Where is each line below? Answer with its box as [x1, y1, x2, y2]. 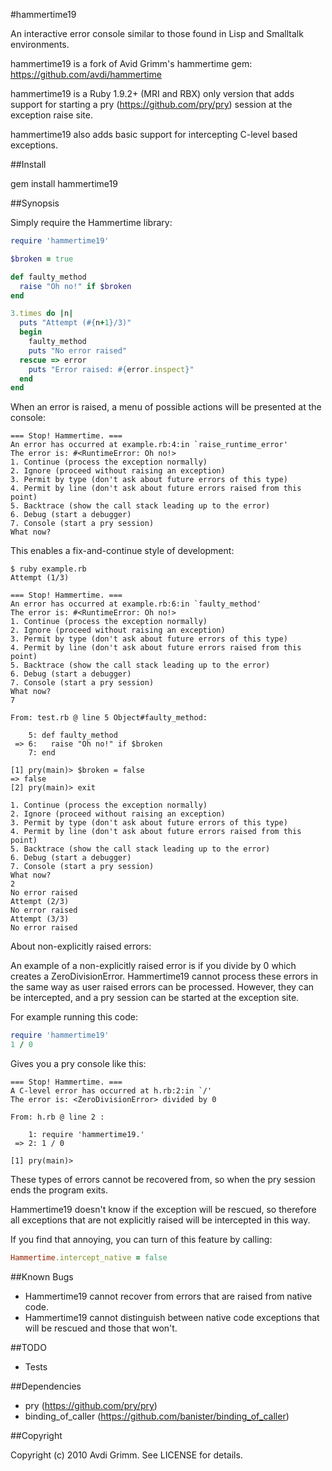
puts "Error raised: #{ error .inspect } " [28, 364, 195, 374]
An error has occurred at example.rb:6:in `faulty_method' [10, 599, 262, 609]
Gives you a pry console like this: [10, 1058, 147, 1069]
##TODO [10, 1341, 47, 1353]
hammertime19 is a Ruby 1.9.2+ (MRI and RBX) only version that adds [10, 88, 295, 99]
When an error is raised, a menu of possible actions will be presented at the [10, 401, 322, 413]
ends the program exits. [10, 1184, 108, 1196]
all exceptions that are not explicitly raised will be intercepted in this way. [10, 1214, 311, 1226]
